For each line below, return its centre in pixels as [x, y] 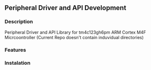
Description [19, 22]
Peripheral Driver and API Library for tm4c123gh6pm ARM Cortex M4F [75, 32]
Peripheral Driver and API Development [65, 8]
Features [15, 50]
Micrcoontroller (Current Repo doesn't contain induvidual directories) [74, 37]
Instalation [18, 63]
